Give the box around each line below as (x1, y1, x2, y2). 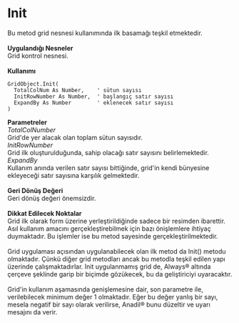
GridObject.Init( (7, 80, 59, 87)
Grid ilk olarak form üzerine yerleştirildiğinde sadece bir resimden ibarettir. (7, 217, 226, 225)
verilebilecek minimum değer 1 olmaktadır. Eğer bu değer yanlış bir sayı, (7, 292, 218, 301)
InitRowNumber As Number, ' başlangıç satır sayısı (14, 93, 174, 100)
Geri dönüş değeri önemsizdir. (7, 194, 96, 202)
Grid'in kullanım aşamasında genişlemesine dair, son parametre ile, (7, 284, 203, 294)
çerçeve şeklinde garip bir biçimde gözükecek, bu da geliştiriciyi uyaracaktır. (7, 269, 233, 278)
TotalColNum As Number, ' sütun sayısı (14, 86, 142, 94)
